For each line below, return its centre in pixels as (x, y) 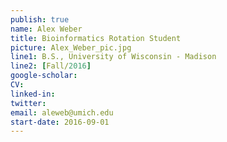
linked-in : (33, 94)
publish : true (40, 19)
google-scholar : (44, 76)
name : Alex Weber (46, 29)
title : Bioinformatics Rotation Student (96, 38)
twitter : (28, 103)
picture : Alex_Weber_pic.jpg (71, 47)
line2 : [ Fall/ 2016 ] (51, 66)
